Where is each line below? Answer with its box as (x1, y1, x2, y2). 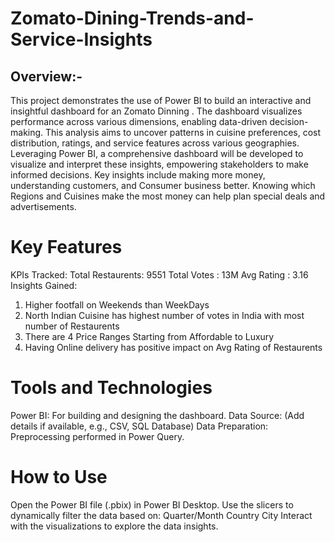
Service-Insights (10, 28, 153, 51)
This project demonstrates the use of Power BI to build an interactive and (10, 95, 312, 106)
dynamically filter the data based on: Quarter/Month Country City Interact (10, 509, 313, 521)
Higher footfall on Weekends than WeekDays (24, 298, 210, 311)
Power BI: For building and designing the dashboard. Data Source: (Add (10, 409, 305, 421)
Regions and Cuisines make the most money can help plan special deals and (10, 190, 326, 202)
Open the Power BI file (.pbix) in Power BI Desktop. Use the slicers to (10, 498, 294, 511)
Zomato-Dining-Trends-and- (10, 7, 255, 30)
